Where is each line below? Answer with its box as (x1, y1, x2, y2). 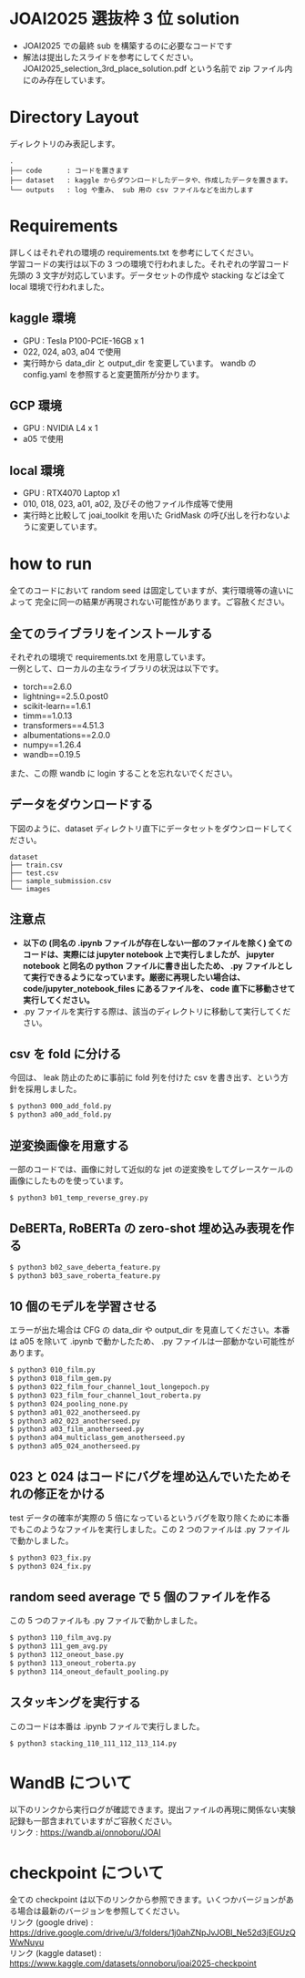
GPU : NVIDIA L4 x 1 (22, 423, 98, 434)
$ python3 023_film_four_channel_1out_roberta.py (9, 1391, 202, 1400)
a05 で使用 (22, 434, 64, 445)
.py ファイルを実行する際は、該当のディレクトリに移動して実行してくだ (22, 1005, 291, 1016)
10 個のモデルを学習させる (9, 1298, 158, 1314)
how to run (9, 553, 93, 574)
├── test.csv (9, 868, 59, 878)
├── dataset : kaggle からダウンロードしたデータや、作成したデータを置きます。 (9, 175, 293, 185)
